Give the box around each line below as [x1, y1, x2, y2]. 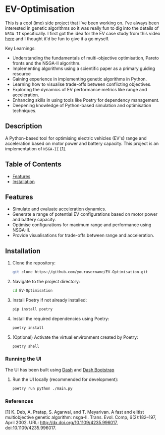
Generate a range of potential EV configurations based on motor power [12, 211, 158, 217]
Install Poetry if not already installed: [12, 297, 87, 303]
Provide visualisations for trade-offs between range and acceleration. [12, 232, 155, 239]
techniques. [12, 108, 37, 114]
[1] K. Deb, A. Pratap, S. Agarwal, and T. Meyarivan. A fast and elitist [5, 409, 144, 415]
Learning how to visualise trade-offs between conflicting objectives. [12, 81, 152, 87]
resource [12, 70, 31, 76]
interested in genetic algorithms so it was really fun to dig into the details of [5, 25, 159, 31]
